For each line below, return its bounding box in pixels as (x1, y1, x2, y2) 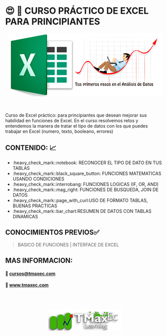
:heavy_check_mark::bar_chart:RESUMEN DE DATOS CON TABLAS (12, 208, 152, 214)
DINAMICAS (12, 213, 38, 219)
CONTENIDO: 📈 (5, 143, 57, 152)
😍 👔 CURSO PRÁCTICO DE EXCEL (5, 5, 149, 17)
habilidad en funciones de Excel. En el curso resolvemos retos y (5, 117, 139, 124)
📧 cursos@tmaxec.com (5, 270, 56, 276)
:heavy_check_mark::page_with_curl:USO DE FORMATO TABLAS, (12, 197, 148, 203)
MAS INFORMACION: (5, 256, 73, 265)
